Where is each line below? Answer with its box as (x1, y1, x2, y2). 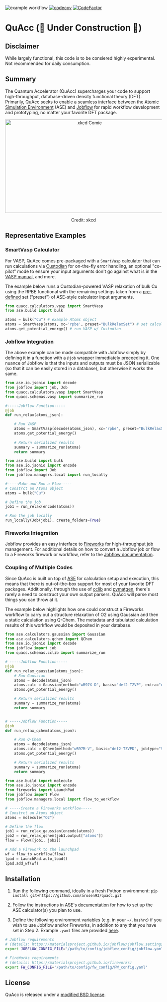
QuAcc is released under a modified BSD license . (5, 992, 106, 998)
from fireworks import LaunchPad (5, 788, 75, 793)
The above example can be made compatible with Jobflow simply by (5, 350, 146, 356)
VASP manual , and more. (5, 273, 56, 279)
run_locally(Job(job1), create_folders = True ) (5, 518, 101, 523)
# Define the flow (5, 824, 43, 829)
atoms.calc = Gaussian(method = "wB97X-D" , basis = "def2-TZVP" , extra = (14, 682, 159, 688)
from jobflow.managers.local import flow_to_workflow (5, 797, 119, 802)
